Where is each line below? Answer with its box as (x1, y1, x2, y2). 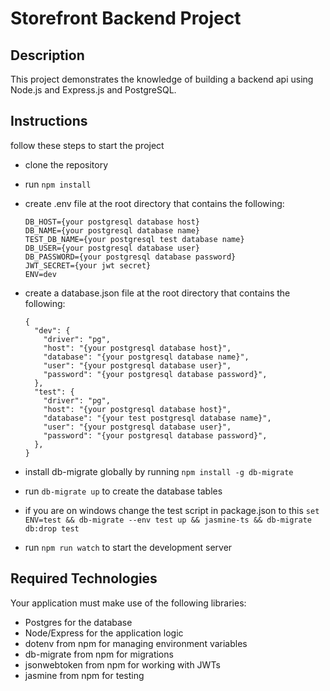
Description (10, 47, 85, 64)
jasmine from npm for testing (24, 669, 145, 681)
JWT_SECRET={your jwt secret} (24, 260, 152, 271)
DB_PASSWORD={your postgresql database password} (24, 252, 237, 262)
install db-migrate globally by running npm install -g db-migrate (24, 465, 294, 477)
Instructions (10, 113, 88, 130)
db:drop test (24, 523, 80, 534)
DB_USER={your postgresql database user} (24, 243, 200, 253)
